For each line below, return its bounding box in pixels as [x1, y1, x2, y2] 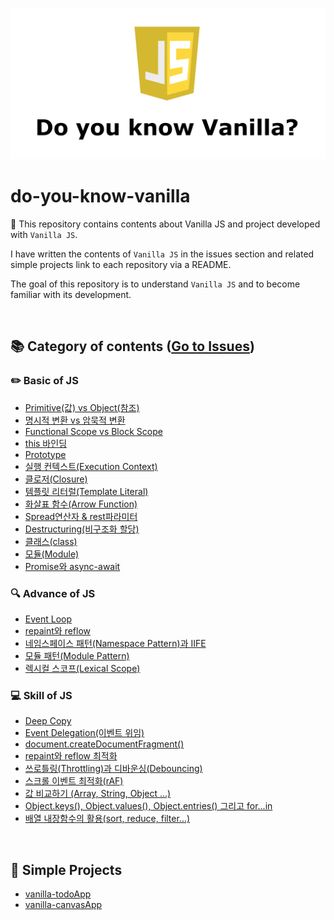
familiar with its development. [10, 289, 132, 301]
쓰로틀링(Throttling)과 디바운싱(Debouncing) [24, 763, 203, 775]
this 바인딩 [24, 437, 68, 449]
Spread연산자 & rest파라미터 [24, 510, 138, 522]
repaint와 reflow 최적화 [24, 750, 118, 762]
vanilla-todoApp [24, 888, 92, 900]
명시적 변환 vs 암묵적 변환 [24, 414, 126, 426]
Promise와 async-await [24, 560, 121, 572]
